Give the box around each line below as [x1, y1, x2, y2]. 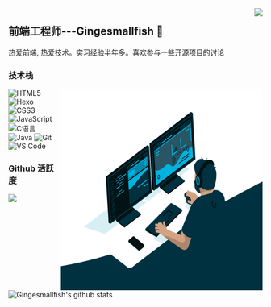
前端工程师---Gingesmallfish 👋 [8, 24, 164, 39]
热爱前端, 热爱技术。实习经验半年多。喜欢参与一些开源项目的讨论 [8, 48, 224, 57]
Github [8, 163, 36, 174]
